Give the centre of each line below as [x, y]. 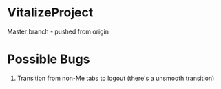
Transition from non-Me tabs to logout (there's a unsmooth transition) [116, 78]
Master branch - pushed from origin [58, 31]
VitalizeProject [50, 13]
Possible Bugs [49, 59]
